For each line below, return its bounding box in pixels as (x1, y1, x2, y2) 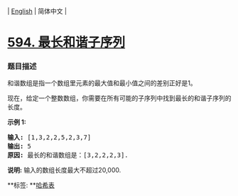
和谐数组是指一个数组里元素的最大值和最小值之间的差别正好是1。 (7, 79, 197, 87)
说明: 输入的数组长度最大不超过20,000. (7, 166, 121, 175)
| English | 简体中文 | (7, 7, 67, 15)
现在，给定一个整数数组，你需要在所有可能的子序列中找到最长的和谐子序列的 (7, 94, 232, 102)
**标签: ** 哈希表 (7, 181, 55, 190)
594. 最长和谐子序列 (7, 35, 126, 50)
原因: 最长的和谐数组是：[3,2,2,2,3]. (7, 151, 129, 159)
